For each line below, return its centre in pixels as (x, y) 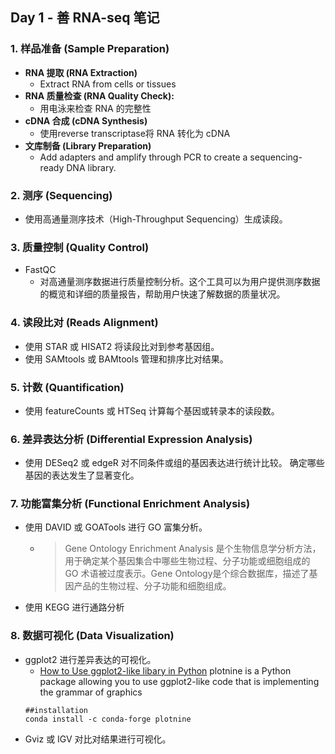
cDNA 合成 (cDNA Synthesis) (86, 120)
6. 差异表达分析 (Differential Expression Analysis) (131, 439)
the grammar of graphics (91, 692)
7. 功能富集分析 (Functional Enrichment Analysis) (130, 504)
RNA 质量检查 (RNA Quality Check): (99, 95)
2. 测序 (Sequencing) (61, 195)
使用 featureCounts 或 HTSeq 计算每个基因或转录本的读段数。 (152, 410)
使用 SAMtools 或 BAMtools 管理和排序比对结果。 (126, 359)
